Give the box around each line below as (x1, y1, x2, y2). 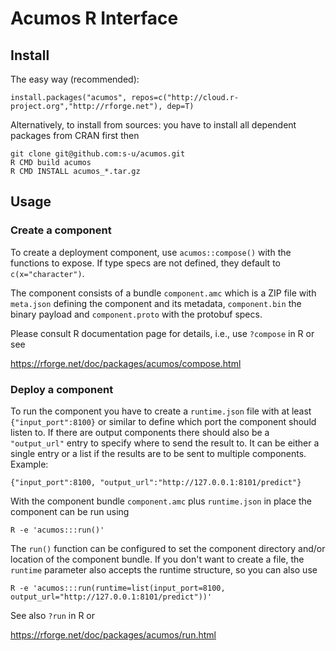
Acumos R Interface (10, 7, 179, 30)
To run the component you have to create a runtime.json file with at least (10, 405, 312, 417)
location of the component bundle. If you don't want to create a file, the (10, 553, 305, 565)
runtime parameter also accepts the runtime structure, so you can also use (10, 563, 318, 576)
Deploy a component (10, 382, 114, 396)
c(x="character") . (10, 267, 85, 279)
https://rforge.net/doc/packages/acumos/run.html (10, 628, 217, 641)
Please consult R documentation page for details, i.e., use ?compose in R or (10, 327, 315, 339)
